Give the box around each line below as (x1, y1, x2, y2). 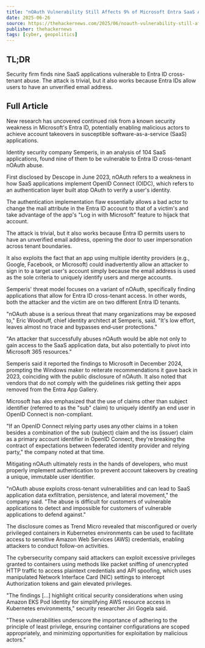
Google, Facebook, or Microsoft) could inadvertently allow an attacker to (6, 261, 189, 268)
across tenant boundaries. (6, 242, 72, 250)
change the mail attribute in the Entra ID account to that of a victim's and (6, 204, 189, 212)
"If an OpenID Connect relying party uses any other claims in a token (6, 422, 178, 430)
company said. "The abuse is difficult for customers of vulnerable (6, 498, 171, 505)
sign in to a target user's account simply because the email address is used (6, 267, 196, 275)
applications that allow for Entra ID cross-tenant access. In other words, (6, 292, 187, 299)
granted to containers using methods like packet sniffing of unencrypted (6, 560, 189, 567)
